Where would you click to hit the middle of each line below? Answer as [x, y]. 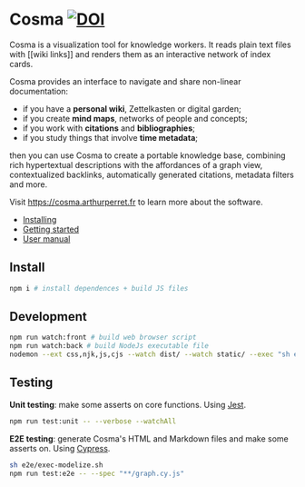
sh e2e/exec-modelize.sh [56, 465]
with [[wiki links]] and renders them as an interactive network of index [140, 54]
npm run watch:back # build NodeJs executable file [109, 346]
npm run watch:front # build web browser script [103, 338]
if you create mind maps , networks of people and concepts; [135, 118]
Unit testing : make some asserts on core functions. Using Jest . [128, 404]
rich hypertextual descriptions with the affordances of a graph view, [136, 164]
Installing [39, 219]
